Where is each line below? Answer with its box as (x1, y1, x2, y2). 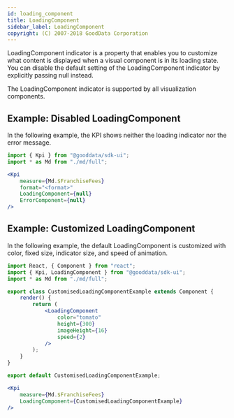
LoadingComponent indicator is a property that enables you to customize (7, 49, 218, 57)
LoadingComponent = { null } (20, 190, 92, 198)
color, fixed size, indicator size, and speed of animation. (7, 249, 168, 257)
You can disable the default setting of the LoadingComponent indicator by (7, 64, 220, 72)
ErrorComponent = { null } (20, 197, 86, 204)
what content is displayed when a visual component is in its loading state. (7, 57, 219, 65)
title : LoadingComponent (7, 17, 80, 24)
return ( (32, 301, 58, 308)
